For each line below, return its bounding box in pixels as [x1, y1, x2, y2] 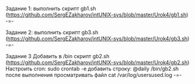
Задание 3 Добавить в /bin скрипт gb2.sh [5, 53, 110, 59]
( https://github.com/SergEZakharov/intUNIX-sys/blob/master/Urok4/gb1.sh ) [5, 11, 189, 18]
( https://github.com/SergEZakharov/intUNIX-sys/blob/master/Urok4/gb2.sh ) [5, 59, 190, 66]
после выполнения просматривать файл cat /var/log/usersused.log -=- [5, 72, 182, 78]
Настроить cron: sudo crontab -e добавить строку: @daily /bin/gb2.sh [5, 65, 179, 72]
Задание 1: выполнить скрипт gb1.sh [5, 5, 96, 12]
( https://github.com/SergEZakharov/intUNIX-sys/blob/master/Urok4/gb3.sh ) [5, 35, 190, 42]
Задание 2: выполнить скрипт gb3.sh [5, 29, 99, 36]
